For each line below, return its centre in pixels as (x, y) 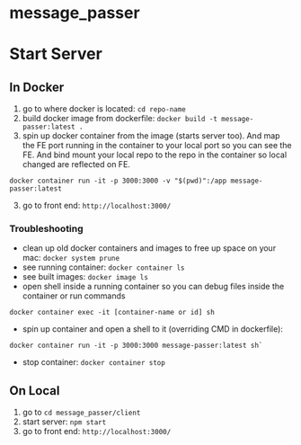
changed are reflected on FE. (76, 165)
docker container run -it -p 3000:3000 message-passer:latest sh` (136, 346)
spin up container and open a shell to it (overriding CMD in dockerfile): (152, 329)
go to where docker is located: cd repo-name (104, 109)
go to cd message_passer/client (81, 413)
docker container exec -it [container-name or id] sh (112, 313)
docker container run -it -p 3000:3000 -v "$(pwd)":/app (118, 181)
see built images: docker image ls (85, 277)
